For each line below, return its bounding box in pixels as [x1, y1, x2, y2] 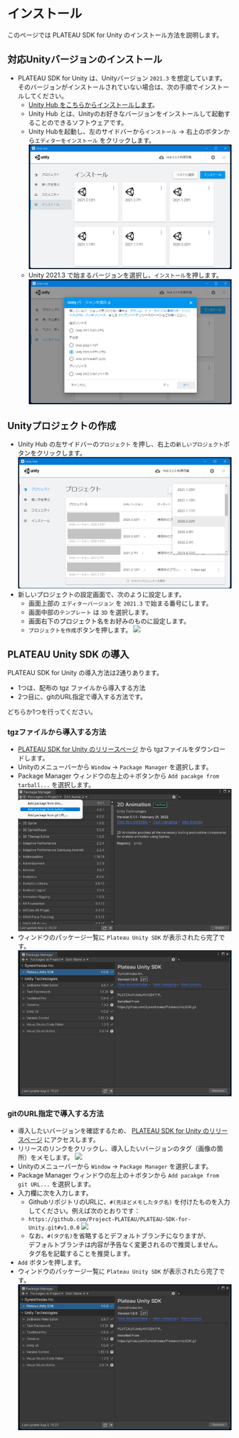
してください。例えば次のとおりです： [28, 1206, 141, 1215]
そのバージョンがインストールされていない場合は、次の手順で [17, 83, 198, 91]
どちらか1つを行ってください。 [7, 708, 97, 717]
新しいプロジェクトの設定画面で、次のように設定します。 [17, 590, 186, 598]
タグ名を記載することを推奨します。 [28, 1249, 134, 1257]
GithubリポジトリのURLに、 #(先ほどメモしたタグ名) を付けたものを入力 [28, 1198, 230, 1206]
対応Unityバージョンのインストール [7, 53, 163, 65]
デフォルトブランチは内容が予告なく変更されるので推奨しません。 [28, 1240, 222, 1249]
